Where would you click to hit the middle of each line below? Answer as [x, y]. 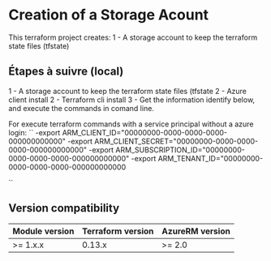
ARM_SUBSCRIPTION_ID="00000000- [180, 150]
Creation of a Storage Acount [109, 15]
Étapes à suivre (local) [66, 72]
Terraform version [118, 231]
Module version [43, 231]
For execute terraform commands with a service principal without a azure [131, 124]
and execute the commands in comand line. [81, 108]
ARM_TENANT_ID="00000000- [211, 158]
